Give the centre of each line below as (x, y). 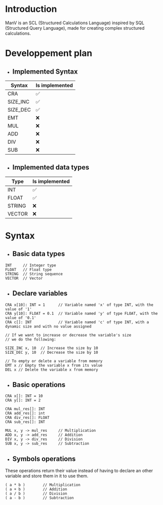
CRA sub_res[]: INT (25, 422)
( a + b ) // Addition (36, 489)
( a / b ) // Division (36, 494)
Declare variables (40, 293)
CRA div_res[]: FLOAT (27, 418)
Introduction (31, 9)
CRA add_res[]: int (25, 414)
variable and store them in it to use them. (47, 476)
